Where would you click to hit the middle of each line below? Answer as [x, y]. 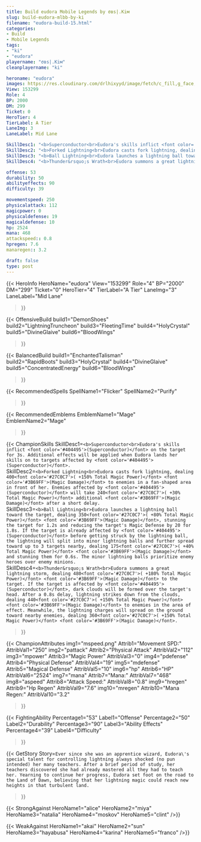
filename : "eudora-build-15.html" [49, 23]
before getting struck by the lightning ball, [129, 536]
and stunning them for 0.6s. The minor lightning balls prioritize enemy [100, 557]
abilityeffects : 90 [31, 183]
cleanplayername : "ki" [34, 67]
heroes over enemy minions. [41, 562]
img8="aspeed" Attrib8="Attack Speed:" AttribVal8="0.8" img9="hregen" [97, 682]
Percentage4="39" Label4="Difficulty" [54, 730]
